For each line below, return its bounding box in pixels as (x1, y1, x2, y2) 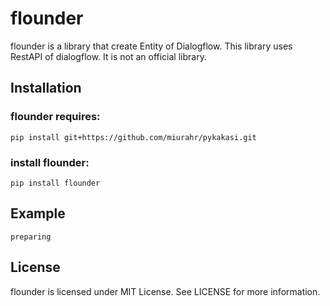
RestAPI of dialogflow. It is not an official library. (10, 50, 207, 62)
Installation (10, 80, 82, 97)
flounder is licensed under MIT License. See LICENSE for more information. (10, 285, 321, 297)
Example (10, 205, 66, 222)
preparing (10, 232, 52, 242)
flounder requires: (10, 110, 101, 124)
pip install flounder (10, 178, 101, 188)
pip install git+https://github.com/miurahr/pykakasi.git (10, 132, 257, 142)
